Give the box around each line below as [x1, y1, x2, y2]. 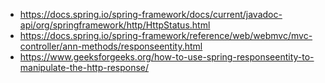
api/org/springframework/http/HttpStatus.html [19, 19, 211, 31]
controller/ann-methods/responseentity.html [19, 40, 203, 52]
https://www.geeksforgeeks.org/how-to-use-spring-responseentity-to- [19, 51, 315, 63]
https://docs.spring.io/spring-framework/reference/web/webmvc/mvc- [19, 30, 313, 41]
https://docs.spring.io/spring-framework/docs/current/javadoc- [19, 9, 283, 20]
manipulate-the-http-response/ [19, 62, 150, 73]
